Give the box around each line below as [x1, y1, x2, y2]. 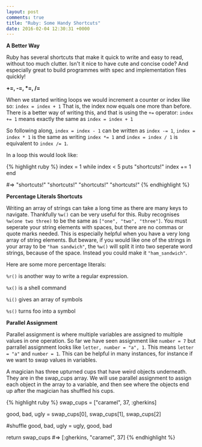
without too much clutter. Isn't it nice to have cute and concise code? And [6, 60, 188, 67]
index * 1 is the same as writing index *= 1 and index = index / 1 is [6, 134, 179, 141]
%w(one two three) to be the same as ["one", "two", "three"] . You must [6, 217, 188, 224]
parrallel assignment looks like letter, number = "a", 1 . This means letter [6, 344, 194, 351]
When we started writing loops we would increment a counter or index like [6, 96, 191, 103]
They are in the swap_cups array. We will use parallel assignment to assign [6, 374, 192, 382]
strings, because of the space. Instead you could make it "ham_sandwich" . [6, 249, 188, 256]
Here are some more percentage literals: [6, 261, 106, 268]
